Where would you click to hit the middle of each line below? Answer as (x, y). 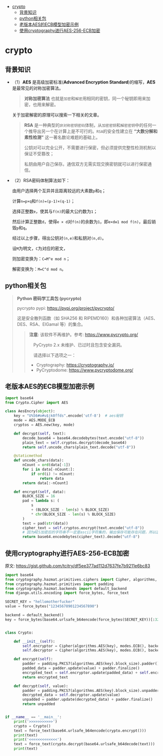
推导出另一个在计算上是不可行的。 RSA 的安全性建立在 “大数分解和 (93, 131)
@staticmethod (28, 456)
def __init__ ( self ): (34, 641)
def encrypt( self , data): (40, 492)
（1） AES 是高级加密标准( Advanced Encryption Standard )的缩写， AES (84, 82)
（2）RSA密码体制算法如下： (41, 180)
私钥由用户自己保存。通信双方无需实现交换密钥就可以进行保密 (86, 164)
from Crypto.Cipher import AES (37, 403)
